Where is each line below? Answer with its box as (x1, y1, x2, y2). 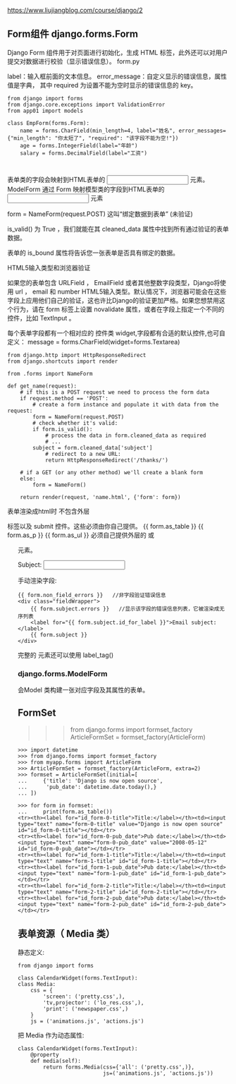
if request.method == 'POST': (20, 395, 109, 402)
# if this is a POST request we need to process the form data (20, 388, 210, 396)
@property (30, 1051, 59, 1058)
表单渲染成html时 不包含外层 (7, 507, 90, 515)
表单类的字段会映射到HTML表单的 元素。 (7, 175, 209, 183)
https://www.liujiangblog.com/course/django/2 (7, 6, 143, 14)
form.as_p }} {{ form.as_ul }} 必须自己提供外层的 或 (7, 531, 155, 539)
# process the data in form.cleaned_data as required (44, 432, 206, 439)
